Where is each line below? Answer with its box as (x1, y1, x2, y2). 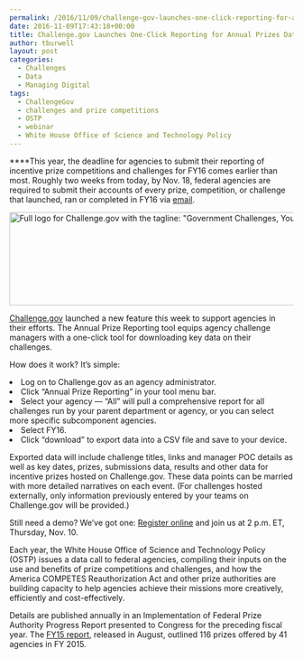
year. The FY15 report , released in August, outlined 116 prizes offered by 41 (9, 629, 288, 640)
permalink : (9, 13, 50, 23)
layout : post (9, 47, 59, 56)
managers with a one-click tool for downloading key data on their (9, 332, 252, 343)
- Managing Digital (17, 80, 91, 89)
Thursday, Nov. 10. (9, 526, 78, 538)
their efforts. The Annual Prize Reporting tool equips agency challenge (9, 322, 271, 333)
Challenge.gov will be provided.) (9, 499, 130, 511)
